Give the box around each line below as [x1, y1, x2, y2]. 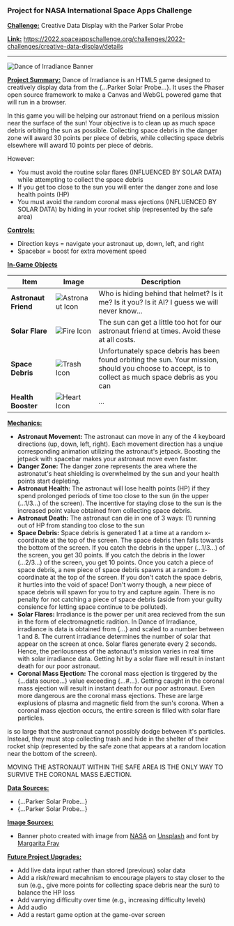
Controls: [7, 226, 36, 235]
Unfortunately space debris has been [98, 346, 221, 356]
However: [7, 155, 35, 163]
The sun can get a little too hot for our [98, 318, 222, 327]
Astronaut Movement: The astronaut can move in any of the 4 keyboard [17, 433, 226, 441]
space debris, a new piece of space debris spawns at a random [17, 566, 200, 574]
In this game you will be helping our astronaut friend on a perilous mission [7, 111, 219, 120]
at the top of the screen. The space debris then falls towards [49, 536, 224, 545]
